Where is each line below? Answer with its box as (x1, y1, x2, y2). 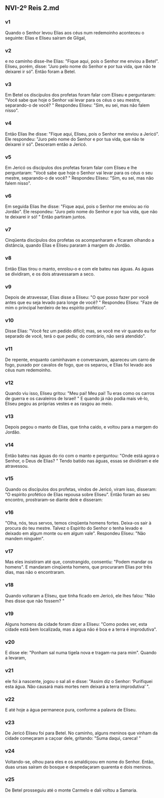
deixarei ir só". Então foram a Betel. (5, 68, 76, 74)
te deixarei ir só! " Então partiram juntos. (5, 214, 87, 220)
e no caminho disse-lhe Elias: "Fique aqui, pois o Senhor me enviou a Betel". (5, 58, 159, 64)
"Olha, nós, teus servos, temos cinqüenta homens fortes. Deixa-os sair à (5, 520, 152, 526)
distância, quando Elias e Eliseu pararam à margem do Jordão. (5, 242, 131, 249)
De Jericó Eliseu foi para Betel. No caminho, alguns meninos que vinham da (5, 730, 158, 736)
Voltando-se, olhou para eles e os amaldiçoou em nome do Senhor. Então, (5, 758, 155, 765)
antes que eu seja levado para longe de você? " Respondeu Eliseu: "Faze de (5, 299, 159, 305)
